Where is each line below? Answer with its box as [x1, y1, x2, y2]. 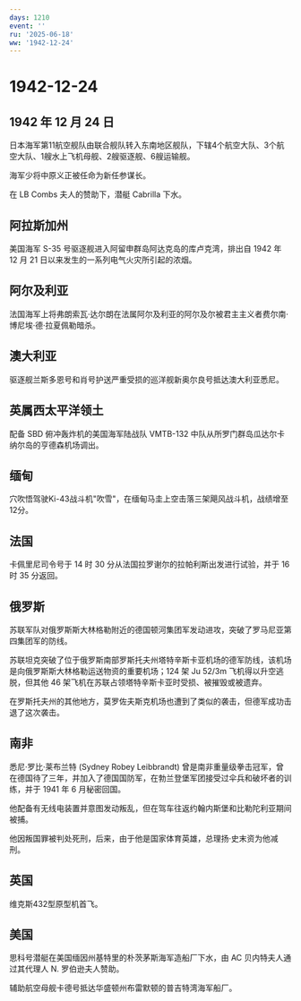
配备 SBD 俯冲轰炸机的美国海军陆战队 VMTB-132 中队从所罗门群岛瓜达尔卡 [9, 428, 285, 439]
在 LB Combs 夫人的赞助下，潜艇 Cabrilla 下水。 [9, 189, 186, 200]
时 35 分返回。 [9, 570, 63, 581]
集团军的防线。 [16, 635, 73, 646]
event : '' [9, 21, 47, 30]
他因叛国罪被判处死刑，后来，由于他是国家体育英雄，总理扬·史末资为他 [9, 833, 271, 843]
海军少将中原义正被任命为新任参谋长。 [9, 170, 150, 181]
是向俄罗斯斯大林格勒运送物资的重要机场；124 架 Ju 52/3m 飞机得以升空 [9, 665, 276, 676]
